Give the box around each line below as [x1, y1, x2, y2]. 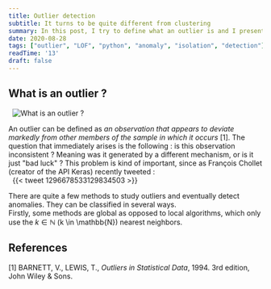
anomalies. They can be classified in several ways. [8, 199, 177, 209]
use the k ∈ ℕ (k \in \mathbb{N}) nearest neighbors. [8, 217, 183, 227]
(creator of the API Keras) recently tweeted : [8, 166, 156, 176]
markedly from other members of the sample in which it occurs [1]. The [8, 132, 246, 142]
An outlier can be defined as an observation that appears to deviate [8, 124, 235, 133]
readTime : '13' [8, 49, 60, 57]
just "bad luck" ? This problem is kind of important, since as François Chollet [8, 158, 263, 168]
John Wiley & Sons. [8, 271, 73, 281]
